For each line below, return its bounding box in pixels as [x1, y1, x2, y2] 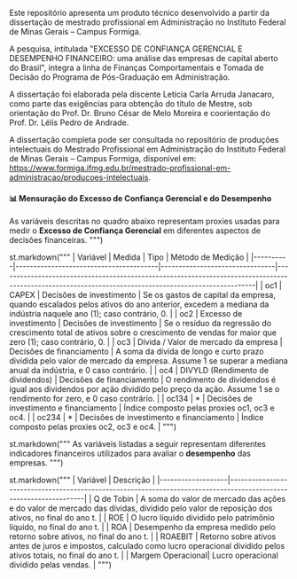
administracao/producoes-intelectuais [9, 172, 149, 183]
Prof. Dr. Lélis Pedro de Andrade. [9, 117, 129, 128]
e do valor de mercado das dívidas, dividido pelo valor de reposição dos [9, 503, 273, 513]
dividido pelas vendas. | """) [9, 559, 113, 570]
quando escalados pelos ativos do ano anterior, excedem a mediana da [9, 299, 270, 309]
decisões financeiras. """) [9, 235, 104, 246]
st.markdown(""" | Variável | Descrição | [9, 474, 156, 486]
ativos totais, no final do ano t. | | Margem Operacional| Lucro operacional [9, 550, 279, 561]
